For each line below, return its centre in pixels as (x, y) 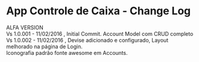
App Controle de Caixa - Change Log (99, 11)
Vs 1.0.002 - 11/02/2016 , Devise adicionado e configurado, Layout (87, 40)
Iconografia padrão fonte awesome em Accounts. (67, 52)
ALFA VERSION (25, 27)
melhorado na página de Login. (44, 46)
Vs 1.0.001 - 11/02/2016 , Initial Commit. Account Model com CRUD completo (100, 33)
